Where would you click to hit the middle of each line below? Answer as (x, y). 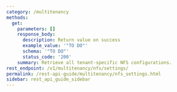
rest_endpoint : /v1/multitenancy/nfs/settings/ (68, 68)
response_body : (36, 34)
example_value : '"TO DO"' (55, 46)
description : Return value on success (71, 40)
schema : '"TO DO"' (45, 51)
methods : (17, 18)
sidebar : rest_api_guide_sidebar (48, 79)
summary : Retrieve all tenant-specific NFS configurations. (95, 62)
